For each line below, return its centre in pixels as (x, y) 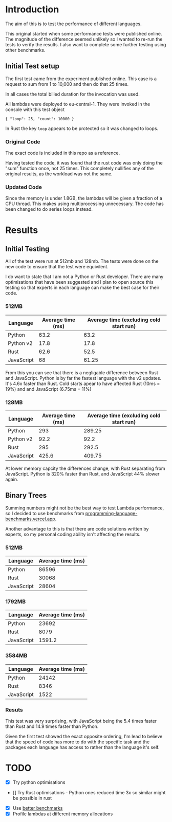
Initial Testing (27, 249)
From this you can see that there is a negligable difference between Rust (82, 372)
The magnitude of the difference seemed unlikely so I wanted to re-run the (84, 39)
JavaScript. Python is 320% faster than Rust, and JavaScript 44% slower (82, 473)
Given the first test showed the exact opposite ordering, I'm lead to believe (84, 736)
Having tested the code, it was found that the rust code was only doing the (84, 163)
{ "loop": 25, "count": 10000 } (40, 119)
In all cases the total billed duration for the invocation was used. (72, 94)
